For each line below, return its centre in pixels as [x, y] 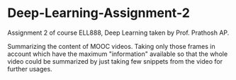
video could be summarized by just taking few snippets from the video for [115, 61]
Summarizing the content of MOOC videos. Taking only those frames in [112, 46]
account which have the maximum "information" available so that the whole [118, 54]
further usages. [30, 69]
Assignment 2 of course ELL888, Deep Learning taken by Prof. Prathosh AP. [118, 33]
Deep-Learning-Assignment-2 [99, 13]
